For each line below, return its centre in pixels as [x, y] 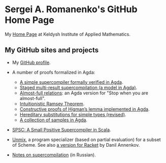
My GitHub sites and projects [52, 50]
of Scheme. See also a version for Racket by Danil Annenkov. [76, 145]
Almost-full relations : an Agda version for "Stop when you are [84, 93]
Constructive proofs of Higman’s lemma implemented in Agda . [85, 109]
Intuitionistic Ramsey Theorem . [52, 104]
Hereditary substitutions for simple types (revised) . [73, 114]
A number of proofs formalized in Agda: [54, 72]
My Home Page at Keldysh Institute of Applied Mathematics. [68, 34]
